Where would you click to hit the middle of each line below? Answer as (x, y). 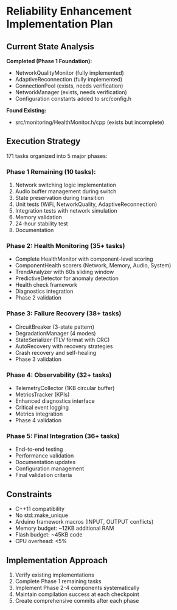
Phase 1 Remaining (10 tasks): (51, 171)
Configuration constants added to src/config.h (73, 99)
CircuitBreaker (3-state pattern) (55, 327)
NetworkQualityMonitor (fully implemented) (70, 73)
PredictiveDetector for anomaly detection (67, 278)
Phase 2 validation (38, 298)
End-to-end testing (39, 449)
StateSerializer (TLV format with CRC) (62, 340)
